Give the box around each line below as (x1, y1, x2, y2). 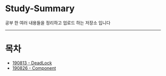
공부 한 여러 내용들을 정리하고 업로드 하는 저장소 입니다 (5, 20, 111, 25)
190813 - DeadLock (12, 60, 52, 66)
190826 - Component (12, 65, 56, 71)
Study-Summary (5, 3, 75, 14)
